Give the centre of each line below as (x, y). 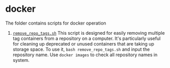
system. (21, 60)
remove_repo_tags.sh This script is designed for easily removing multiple (89, 33)
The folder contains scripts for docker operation (56, 23)
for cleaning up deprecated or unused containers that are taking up (83, 43)
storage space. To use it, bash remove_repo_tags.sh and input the (81, 49)
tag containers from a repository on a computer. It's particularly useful (87, 38)
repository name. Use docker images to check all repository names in (85, 55)
